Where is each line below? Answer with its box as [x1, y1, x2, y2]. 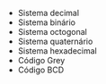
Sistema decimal [17, 8, 79, 18]
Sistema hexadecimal [17, 46, 97, 56]
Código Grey [17, 55, 66, 65]
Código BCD [17, 64, 65, 75]
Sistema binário [17, 17, 76, 28]
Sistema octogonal [17, 27, 87, 37]
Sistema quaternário [17, 36, 93, 46]
